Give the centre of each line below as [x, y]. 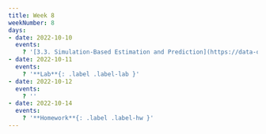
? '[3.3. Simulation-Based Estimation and [93, 52]
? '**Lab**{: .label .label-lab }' [81, 74]
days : [17, 30]
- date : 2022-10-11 [40, 60]
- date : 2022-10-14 [40, 103]
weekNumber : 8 [32, 23]
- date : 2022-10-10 [40, 37]
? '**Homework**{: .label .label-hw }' [88, 118]
